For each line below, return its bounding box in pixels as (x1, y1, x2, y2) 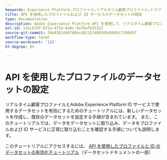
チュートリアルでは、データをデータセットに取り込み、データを (9, 120, 140, 126)
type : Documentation (5, 16, 48, 21)
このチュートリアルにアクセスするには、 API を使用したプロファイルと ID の (5, 143, 161, 149)
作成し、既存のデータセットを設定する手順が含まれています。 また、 (13, 114, 154, 120)
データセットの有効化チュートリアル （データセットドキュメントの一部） (5, 149, 153, 155)
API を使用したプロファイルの (5, 72, 127, 82)
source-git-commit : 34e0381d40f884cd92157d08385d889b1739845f (5, 30, 137, 35)
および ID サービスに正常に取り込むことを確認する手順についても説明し (9, 126, 156, 132)
